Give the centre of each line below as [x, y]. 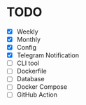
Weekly [28, 31]
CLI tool [28, 63]
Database [30, 79]
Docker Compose [42, 87]
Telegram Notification [48, 55]
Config [26, 48]
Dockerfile [31, 71]
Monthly [29, 40]
